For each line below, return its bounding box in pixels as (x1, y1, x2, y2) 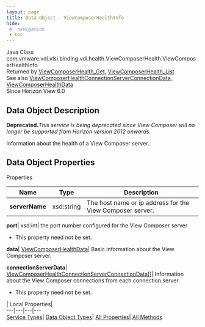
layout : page (6, 9, 40, 15)
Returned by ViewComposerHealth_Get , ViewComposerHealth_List (6, 68, 175, 75)
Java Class (6, 48, 34, 56)
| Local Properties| (6, 300, 53, 307)
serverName (9, 202, 47, 211)
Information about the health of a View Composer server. (6, 139, 149, 147)
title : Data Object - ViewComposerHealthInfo (6, 15, 124, 21)
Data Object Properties (6, 157, 95, 168)
